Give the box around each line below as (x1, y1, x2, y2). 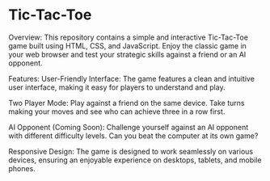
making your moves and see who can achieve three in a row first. (8, 107, 226, 116)
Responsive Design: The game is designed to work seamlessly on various (8, 146, 253, 156)
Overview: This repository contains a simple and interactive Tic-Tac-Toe (8, 32, 249, 42)
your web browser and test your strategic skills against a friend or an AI (8, 49, 247, 59)
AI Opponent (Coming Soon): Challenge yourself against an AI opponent (8, 122, 249, 132)
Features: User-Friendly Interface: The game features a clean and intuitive (8, 74, 255, 83)
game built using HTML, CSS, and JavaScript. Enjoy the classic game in (8, 40, 247, 50)
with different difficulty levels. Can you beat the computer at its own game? (8, 131, 259, 141)
